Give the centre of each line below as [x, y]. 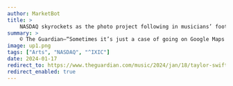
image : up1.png [29, 46]
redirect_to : [26, 65]
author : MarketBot [34, 14]
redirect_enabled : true [42, 71]
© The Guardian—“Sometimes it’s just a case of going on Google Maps [122, 40]
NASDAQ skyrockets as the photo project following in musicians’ [116, 26]
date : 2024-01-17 [32, 59]
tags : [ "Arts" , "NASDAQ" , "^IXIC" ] [59, 53]
